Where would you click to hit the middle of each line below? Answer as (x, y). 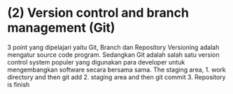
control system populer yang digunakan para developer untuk (96, 62)
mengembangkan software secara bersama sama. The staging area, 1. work (116, 69)
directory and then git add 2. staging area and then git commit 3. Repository (116, 77)
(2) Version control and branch (98, 13)
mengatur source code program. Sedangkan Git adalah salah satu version (113, 55)
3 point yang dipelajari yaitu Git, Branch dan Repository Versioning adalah (113, 47)
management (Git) (61, 28)
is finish (19, 84)
